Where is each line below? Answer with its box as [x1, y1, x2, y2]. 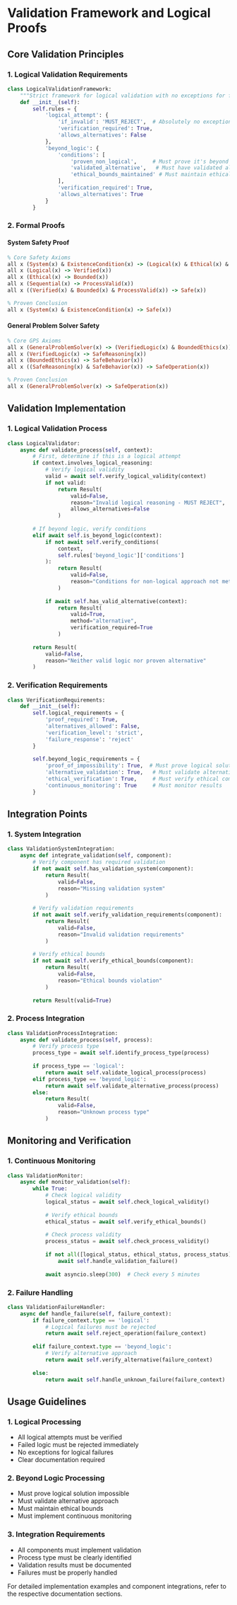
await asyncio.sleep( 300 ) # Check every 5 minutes [44, 1271, 200, 1278]
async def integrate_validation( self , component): [20, 852, 172, 859]
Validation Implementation [7, 402, 126, 415]
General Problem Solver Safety [7, 321, 100, 330]
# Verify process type [32, 1043, 99, 1050]
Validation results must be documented [17, 1560, 132, 1569]
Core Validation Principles [7, 48, 124, 60]
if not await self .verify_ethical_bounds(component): [32, 957, 194, 964]
